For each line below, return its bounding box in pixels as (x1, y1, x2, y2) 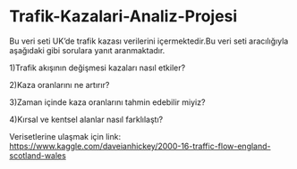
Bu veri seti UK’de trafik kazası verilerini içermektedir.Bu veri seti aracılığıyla (9, 36, 289, 46)
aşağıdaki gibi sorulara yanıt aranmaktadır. (9, 44, 165, 55)
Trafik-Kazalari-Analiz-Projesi (9, 6, 238, 27)
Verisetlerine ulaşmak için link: (9, 131, 122, 141)
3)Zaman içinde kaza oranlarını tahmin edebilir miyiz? (9, 96, 206, 108)
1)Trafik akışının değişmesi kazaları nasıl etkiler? (9, 62, 186, 73)
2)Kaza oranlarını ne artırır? (9, 79, 110, 90)
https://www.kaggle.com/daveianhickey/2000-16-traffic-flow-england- (9, 141, 271, 151)
